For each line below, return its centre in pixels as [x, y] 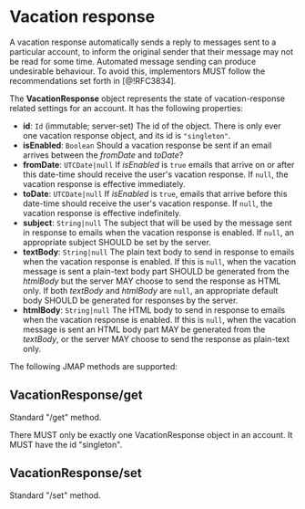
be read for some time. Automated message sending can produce [133, 61]
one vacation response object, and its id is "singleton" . [127, 135]
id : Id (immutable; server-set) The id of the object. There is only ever [152, 126]
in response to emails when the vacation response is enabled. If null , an [158, 232]
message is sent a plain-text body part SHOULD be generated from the [156, 271]
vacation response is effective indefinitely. [102, 213]
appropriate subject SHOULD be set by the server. [117, 242]
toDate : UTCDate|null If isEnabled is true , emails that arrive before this [155, 193]
